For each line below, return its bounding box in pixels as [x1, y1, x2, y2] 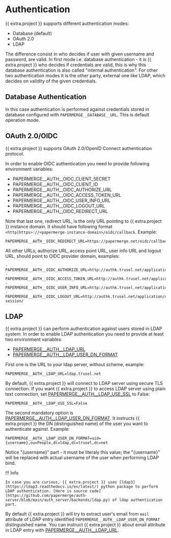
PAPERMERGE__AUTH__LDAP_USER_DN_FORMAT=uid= [5, 436, 101, 441]
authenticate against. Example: [5, 426, 70, 432]
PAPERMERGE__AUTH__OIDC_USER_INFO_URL [12, 197, 111, 203]
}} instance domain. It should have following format [5, 223, 112, 229]
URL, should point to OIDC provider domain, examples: [5, 253, 120, 259]
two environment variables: [5, 337, 63, 343]
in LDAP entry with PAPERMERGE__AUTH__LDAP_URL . [5, 527, 120, 533]
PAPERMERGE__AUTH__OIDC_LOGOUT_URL [12, 202, 105, 209]
